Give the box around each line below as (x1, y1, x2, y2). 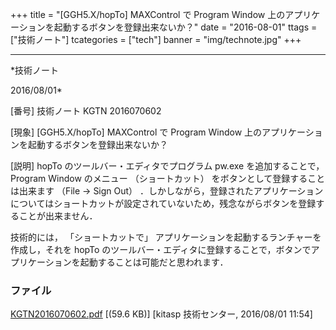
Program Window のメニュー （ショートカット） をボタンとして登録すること (10, 173, 326, 184)
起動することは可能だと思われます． (79, 256, 229, 268)
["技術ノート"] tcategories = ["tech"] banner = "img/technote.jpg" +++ (10, 34, 302, 45)
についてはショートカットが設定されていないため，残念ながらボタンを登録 (10, 198, 317, 209)
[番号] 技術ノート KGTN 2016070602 (10, 105, 162, 117)
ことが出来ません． (18, 210, 98, 222)
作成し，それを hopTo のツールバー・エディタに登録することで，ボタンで (10, 244, 312, 255)
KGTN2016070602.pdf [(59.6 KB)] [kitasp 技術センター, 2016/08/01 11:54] (10, 308, 313, 320)
